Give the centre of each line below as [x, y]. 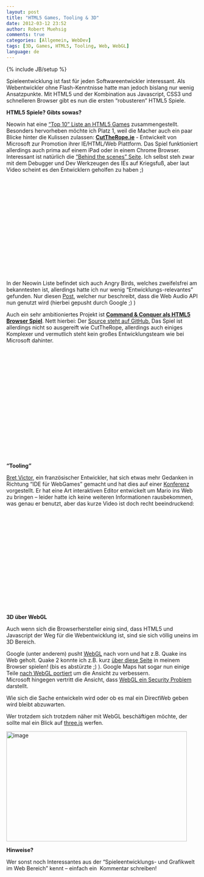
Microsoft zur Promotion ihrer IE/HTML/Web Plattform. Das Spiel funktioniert [102, 144]
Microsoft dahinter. [30, 340]
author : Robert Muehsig [37, 29]
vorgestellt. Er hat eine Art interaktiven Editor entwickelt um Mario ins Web [100, 490]
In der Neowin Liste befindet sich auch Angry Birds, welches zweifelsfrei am [102, 283]
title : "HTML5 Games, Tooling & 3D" [53, 18]
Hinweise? [20, 849]
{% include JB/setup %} [37, 69]
